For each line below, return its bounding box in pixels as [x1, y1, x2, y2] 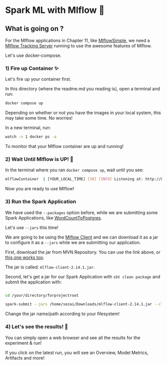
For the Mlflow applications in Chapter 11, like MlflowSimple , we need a [5, 37, 150, 43]
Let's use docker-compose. [5, 52, 62, 58]
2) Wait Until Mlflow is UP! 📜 [5, 155, 74, 162]
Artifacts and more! [5, 355, 45, 361]
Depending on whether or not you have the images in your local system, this [5, 110, 162, 116]
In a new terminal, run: [5, 124, 51, 131]
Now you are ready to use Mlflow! [5, 186, 75, 192]
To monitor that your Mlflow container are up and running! [5, 143, 124, 149]
